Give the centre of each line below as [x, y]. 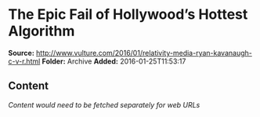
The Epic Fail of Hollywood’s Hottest [128, 15]
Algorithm [42, 31]
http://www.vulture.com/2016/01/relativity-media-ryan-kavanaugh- [144, 53]
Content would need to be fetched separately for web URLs [104, 104]
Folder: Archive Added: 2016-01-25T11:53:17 [114, 61]
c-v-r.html [24, 61]
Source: [22, 53]
